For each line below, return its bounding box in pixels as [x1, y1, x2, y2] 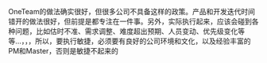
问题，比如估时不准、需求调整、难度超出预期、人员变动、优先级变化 [14, 27, 238, 35]
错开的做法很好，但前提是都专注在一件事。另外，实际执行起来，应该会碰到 [8, 17, 252, 26]
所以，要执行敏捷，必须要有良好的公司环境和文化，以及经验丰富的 [35, 36, 252, 46]
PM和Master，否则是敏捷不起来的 [8, 46, 119, 55]
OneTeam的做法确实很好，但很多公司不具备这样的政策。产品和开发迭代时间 [8, 7, 256, 16]
